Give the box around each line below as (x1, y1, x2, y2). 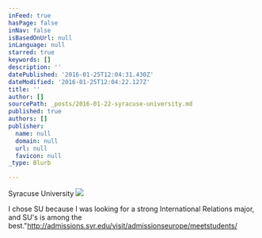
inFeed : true (8, 11, 51, 20)
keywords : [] (8, 56, 51, 64)
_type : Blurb (8, 159, 51, 167)
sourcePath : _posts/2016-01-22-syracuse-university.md (8, 100, 193, 108)
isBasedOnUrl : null (8, 33, 73, 42)
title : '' (8, 85, 41, 94)
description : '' (8, 63, 62, 71)
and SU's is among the (8, 213, 82, 222)
